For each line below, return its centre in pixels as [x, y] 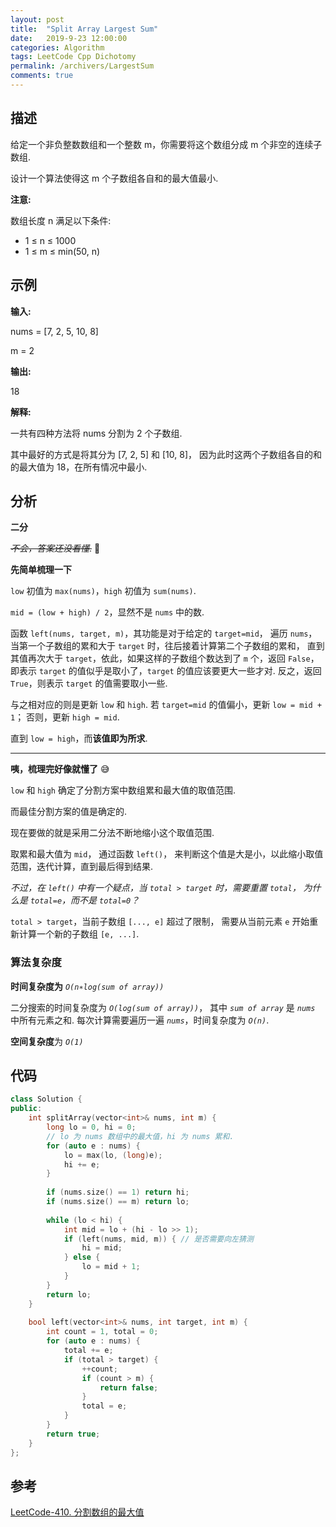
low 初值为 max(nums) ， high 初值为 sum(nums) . [103, 591]
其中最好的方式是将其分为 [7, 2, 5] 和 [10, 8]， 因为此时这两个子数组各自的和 [166, 454]
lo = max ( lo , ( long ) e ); [113, 1155]
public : [26, 1109]
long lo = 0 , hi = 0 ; [91, 1127]
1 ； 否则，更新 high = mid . [65, 717]
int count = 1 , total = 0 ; [102, 1332]
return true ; [73, 1434]
